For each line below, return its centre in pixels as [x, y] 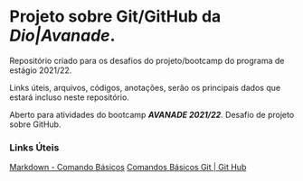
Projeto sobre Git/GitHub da [115, 17]
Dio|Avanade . [62, 36]
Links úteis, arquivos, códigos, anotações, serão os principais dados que [145, 87]
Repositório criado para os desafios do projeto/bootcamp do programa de [147, 60]
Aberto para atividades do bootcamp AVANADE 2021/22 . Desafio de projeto [152, 114]
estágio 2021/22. [41, 70]
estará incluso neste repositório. [69, 97]
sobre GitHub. [35, 124]
